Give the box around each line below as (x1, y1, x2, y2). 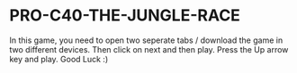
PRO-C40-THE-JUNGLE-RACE (9, 5, 241, 26)
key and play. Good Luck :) (9, 53, 109, 64)
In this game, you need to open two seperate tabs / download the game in (9, 35, 283, 45)
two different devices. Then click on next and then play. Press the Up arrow (9, 44, 289, 54)
